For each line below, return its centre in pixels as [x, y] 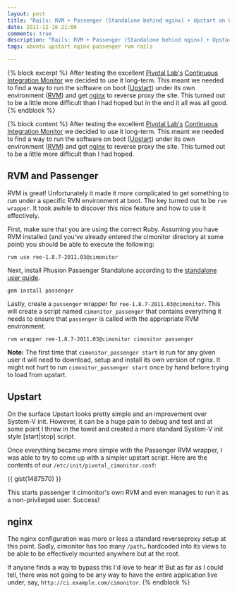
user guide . [24, 277]
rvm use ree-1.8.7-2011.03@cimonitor [63, 257]
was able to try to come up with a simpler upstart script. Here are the [108, 457]
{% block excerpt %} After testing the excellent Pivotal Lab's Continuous [113, 73]
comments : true [30, 33]
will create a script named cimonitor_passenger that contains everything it [115, 311]
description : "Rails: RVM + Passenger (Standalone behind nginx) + [109, 40]
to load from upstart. [37, 374]
